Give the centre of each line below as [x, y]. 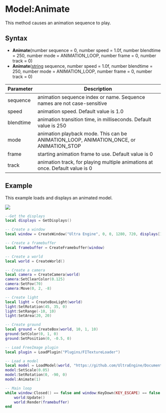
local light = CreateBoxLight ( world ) [44, 302]
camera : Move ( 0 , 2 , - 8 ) [28, 289]
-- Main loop [19, 388]
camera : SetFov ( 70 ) [24, 284]
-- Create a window [25, 229]
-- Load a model [22, 361]
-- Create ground [23, 325]
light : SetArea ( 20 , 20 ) [28, 316]
